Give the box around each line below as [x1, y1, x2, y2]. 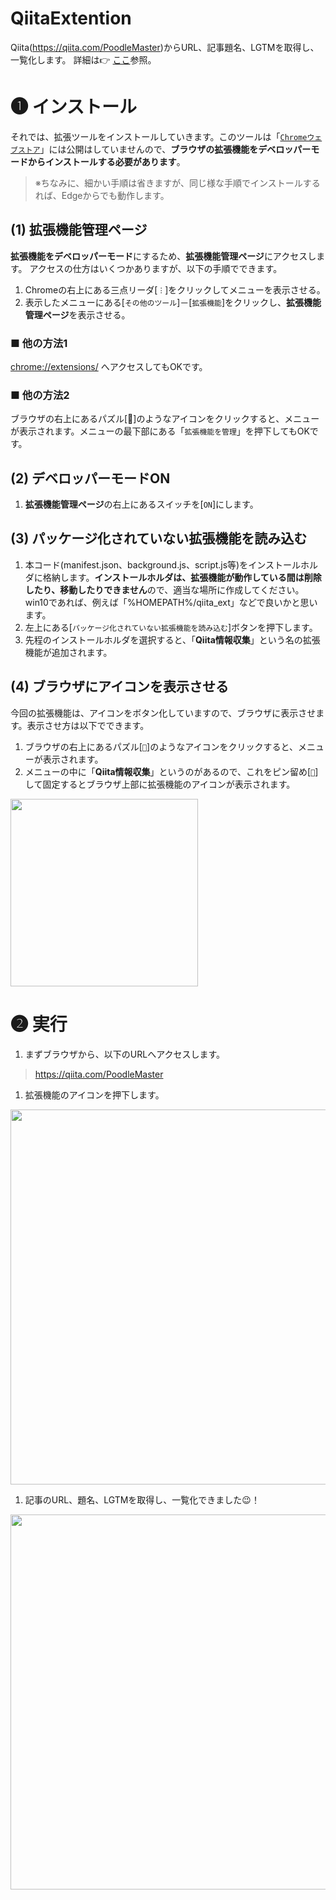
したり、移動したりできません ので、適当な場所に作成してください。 [24, 583, 305, 596]
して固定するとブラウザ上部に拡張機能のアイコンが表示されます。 [24, 778, 296, 790]
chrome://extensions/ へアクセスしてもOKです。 [10, 360, 208, 372]
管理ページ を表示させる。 [24, 308, 131, 321]
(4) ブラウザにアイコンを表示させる [10, 678, 229, 696]
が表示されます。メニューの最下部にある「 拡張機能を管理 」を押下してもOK [10, 425, 310, 437]
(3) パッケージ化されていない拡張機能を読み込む [10, 530, 308, 547]
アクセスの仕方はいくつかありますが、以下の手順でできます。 [29, 262, 283, 274]
